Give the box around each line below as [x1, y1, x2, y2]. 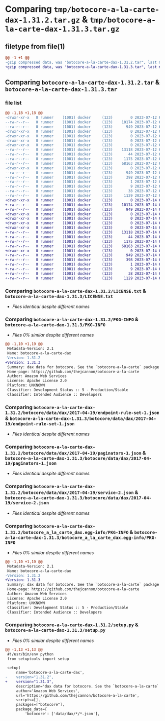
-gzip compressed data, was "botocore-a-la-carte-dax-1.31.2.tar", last [5, 60, 157, 65]
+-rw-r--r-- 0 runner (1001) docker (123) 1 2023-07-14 [5, 262, 157, 267]
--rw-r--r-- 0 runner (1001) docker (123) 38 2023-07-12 [5, 189, 157, 193]
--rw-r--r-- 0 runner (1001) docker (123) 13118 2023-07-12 [5, 147, 157, 152]
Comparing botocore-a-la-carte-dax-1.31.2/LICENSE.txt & [5, 287, 146, 294]
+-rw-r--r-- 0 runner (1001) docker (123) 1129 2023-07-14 [5, 275, 157, 281]
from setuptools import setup [7, 656, 69, 661]
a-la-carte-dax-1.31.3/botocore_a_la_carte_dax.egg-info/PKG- [5, 534, 157, 540]
